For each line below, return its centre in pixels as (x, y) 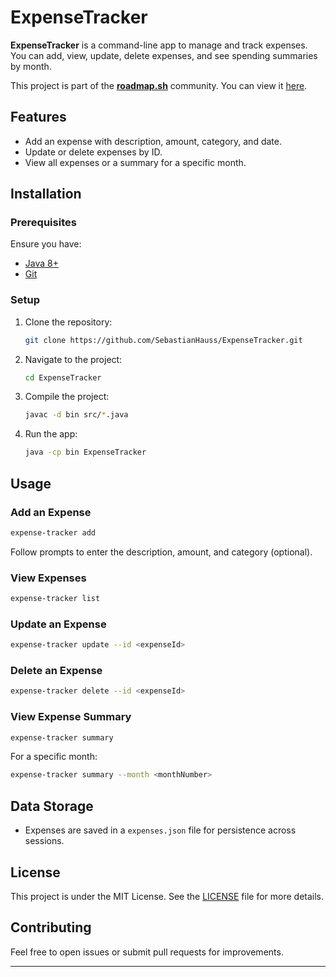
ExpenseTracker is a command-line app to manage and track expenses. (159, 45)
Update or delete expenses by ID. (93, 152)
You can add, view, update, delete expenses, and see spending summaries (164, 55)
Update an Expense (58, 624)
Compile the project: (67, 397)
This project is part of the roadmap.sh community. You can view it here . (159, 85)
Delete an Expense (56, 671)
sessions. (44, 841)
